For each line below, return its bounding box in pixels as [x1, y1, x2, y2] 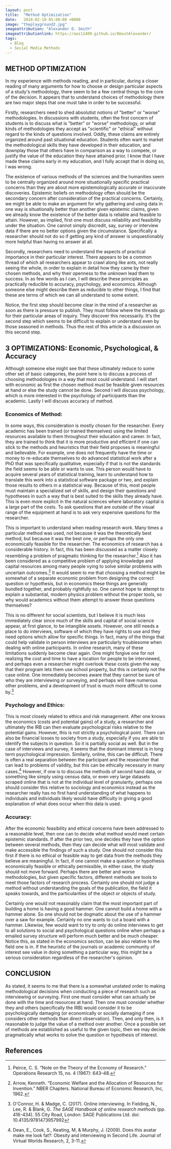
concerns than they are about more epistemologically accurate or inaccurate [5, 184, 166, 190]
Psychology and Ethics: [5, 702, 65, 709]
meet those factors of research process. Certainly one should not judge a [5, 879, 159, 885]
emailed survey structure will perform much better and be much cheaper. [5, 932, 159, 939]
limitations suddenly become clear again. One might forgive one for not [5, 650, 154, 656]
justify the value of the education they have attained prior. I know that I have [5, 153, 164, 159]
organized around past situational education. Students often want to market [5, 136, 164, 143]
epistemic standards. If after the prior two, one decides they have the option [5, 836, 165, 842]
